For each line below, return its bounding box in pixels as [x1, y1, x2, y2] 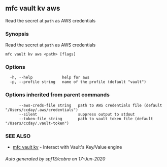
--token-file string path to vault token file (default [18, 116, 153, 121]
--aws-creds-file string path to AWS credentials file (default [18, 103, 162, 108]
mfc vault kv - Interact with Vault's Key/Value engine [12, 144, 122, 150]
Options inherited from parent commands [5, 91, 110, 98]
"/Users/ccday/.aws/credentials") [5, 107, 79, 113]
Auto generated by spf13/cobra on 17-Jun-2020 [5, 155, 106, 162]
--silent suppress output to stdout [18, 112, 136, 117]
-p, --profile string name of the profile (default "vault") [10, 79, 146, 85]
